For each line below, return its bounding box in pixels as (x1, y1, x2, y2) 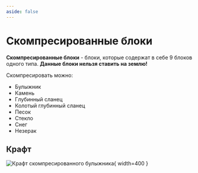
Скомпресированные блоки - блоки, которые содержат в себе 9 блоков (6, 54, 193, 61)
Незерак (14, 127, 37, 134)
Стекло (14, 114, 34, 121)
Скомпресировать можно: (6, 72, 74, 79)
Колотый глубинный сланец (14, 102, 85, 109)
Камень (14, 89, 35, 97)
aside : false (6, 8, 39, 15)
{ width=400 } (113, 160, 149, 167)
